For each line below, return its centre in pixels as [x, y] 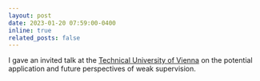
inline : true [30, 30]
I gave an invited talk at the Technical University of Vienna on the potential [131, 60]
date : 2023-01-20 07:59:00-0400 [62, 23]
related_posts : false [44, 38]
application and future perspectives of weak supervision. [102, 69]
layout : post [30, 15]
